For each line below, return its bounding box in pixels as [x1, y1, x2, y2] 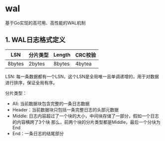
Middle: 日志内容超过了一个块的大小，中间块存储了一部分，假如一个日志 [12, 113, 160, 119]
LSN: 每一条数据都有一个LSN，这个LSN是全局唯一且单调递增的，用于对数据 [5, 73, 160, 79]
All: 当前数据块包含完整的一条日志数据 [12, 101, 90, 106]
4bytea [75, 60, 92, 67]
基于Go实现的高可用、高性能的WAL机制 [5, 20, 86, 26]
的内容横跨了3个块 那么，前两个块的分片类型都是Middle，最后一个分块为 [12, 119, 161, 125]
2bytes [28, 60, 45, 67]
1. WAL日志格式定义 [5, 35, 66, 44]
